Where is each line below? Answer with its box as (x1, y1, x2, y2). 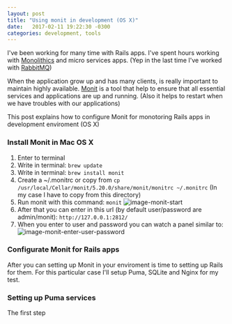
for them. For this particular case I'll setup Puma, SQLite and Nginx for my (7, 268, 219, 276)
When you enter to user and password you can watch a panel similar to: (17, 220, 224, 229)
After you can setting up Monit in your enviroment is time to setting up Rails (7, 261, 224, 269)
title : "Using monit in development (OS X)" (7, 17, 139, 24)
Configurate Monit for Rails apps (7, 245, 120, 254)
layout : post (7, 10, 45, 17)
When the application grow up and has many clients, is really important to (7, 77, 218, 86)
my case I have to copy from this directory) (17, 190, 141, 199)
